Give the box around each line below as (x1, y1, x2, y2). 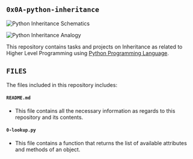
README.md (6, 95, 31, 101)
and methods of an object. (14, 146, 81, 153)
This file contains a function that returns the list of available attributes (14, 140, 188, 147)
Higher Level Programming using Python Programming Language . (6, 49, 170, 56)
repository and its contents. (14, 113, 84, 121)
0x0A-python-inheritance (6, 5, 100, 14)
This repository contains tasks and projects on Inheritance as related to (6, 43, 183, 50)
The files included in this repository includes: (6, 81, 118, 88)
